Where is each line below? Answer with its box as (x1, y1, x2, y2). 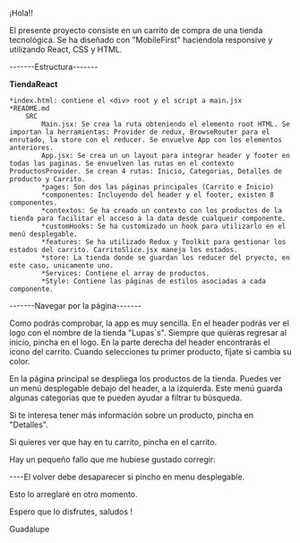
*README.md (9, 104, 50, 113)
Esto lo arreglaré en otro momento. (9, 489, 138, 499)
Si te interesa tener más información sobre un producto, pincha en (9, 410, 254, 420)
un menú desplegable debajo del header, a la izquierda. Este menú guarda (9, 383, 283, 393)
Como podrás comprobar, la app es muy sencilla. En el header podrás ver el (9, 318, 289, 328)
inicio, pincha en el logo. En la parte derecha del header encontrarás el (9, 337, 270, 347)
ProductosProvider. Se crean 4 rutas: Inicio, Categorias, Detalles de (9, 167, 282, 176)
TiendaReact (9, 79, 58, 89)
